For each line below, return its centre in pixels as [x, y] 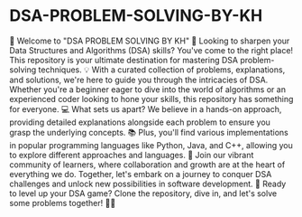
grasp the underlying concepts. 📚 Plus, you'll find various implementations [149, 132]
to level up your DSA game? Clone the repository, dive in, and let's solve [143, 193]
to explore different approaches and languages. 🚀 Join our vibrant [132, 155]
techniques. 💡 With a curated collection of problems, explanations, [162, 70]
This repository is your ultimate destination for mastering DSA [124, 60]
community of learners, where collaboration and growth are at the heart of [147, 165]
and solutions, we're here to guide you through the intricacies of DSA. [139, 80]
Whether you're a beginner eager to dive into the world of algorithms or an [148, 89]
